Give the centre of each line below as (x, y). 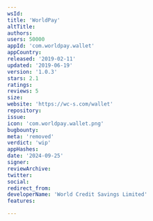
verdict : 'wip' (29, 143)
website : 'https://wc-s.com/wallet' (60, 104)
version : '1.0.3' (32, 72)
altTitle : (22, 26)
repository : (24, 110)
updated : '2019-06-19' (40, 65)
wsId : (15, 14)
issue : (17, 117)
